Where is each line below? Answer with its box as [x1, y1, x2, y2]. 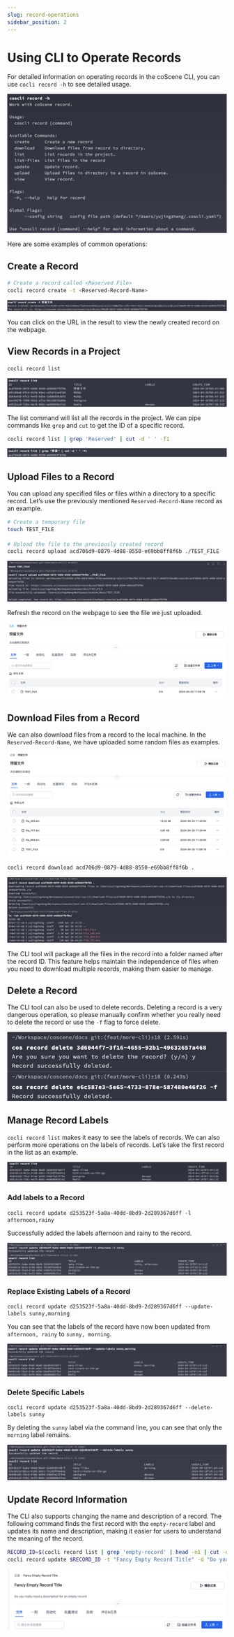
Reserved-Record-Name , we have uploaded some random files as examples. [7, 738, 221, 747]
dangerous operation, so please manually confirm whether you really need [7, 1011, 221, 1019]
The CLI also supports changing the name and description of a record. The [7, 1512, 222, 1520]
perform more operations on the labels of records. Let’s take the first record [7, 1140, 224, 1149]
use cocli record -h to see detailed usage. [7, 80, 132, 89]
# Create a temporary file [7, 518, 86, 526]
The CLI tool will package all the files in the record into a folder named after [7, 949, 224, 958]
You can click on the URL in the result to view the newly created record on [7, 318, 220, 326]
